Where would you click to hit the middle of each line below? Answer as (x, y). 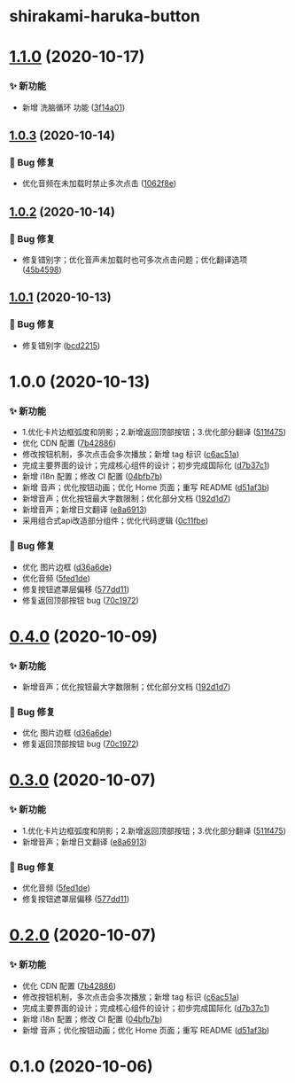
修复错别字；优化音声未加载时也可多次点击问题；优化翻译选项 (135, 260)
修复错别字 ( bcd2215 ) (61, 345)
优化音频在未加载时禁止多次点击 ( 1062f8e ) (99, 183)
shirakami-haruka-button (105, 16)
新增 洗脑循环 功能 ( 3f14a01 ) (74, 107)
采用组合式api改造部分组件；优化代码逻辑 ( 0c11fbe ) (115, 521)
